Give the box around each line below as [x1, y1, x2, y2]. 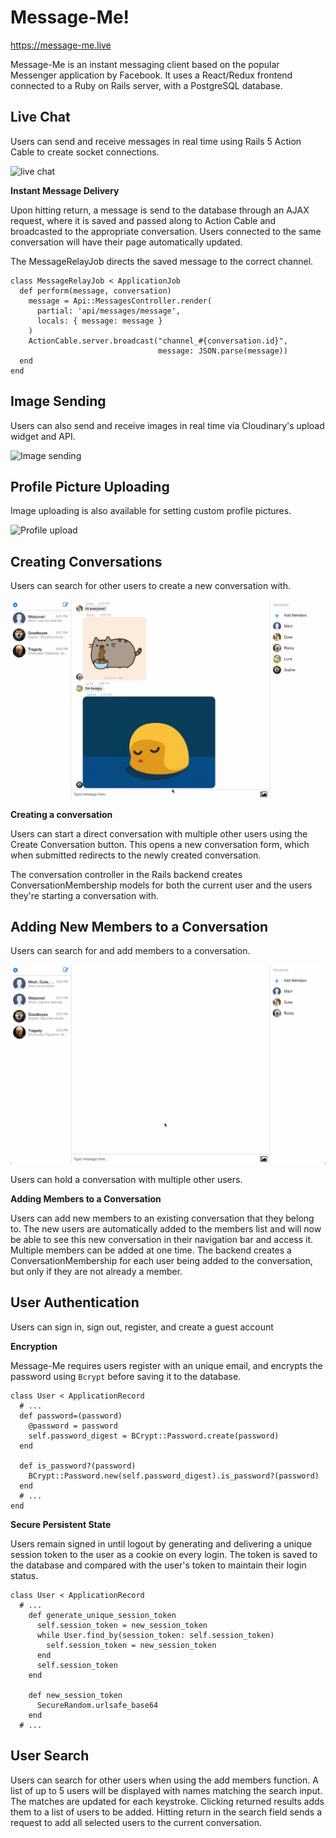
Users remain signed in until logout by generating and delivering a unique [10, 1537, 313, 1550]
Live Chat [10, 109, 71, 126]
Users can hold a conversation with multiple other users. [10, 1173, 243, 1185]
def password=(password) [19, 1411, 123, 1421]
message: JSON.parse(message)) [158, 346, 288, 356]
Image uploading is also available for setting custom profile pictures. [10, 505, 292, 517]
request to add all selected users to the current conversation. [10, 1816, 262, 1828]
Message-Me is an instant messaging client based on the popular [10, 58, 280, 70]
